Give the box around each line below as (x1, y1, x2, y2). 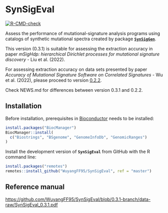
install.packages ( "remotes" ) (5, 164, 67, 169)
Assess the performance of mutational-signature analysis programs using (5, 30, 160, 36)
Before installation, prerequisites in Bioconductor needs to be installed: (5, 115, 154, 121)
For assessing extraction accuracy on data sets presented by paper (5, 66, 148, 72)
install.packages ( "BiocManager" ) (5, 125, 77, 130)
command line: (5, 154, 37, 160)
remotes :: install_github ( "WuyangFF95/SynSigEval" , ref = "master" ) (5, 169, 152, 174)
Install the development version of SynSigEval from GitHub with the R (5, 149, 150, 155)
